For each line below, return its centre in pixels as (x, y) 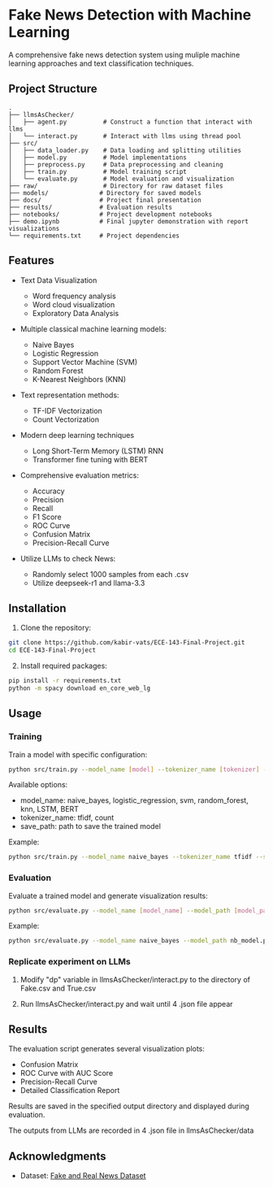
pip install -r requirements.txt (65, 681)
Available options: (38, 785)
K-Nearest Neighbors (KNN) (79, 379)
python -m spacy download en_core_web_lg (80, 688)
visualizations (34, 228)
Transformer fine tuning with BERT (90, 459)
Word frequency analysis (74, 296)
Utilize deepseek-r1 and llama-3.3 (89, 583)
